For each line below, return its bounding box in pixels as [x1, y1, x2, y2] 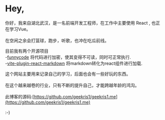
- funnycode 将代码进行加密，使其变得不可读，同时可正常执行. [5, 54, 131, 60]
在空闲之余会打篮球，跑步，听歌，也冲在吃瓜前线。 [5, 38, 109, 43]
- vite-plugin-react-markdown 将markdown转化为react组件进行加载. [5, 60, 143, 66]
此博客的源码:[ [5, 93, 35, 99]
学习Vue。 [9, 26, 31, 32]
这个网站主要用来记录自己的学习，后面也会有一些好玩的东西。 [5, 71, 131, 77]
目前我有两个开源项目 [5, 48, 48, 54]
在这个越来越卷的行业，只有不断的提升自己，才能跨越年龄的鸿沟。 [5, 82, 139, 88]
